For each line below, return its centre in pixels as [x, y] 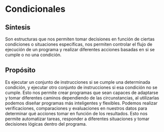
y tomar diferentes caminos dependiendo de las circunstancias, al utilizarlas [82, 98]
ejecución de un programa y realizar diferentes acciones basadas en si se [80, 49]
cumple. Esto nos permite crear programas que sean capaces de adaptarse [82, 93]
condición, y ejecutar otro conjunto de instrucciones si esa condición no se [81, 87]
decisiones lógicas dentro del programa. [46, 124]
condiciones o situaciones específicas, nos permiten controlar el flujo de [79, 44]
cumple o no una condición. [33, 55]
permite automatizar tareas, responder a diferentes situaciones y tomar [77, 119]
